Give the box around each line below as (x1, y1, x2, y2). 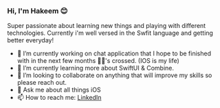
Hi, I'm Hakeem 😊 (7, 6, 68, 16)
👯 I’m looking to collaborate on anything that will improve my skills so (16, 71, 212, 79)
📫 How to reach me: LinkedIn (16, 94, 102, 102)
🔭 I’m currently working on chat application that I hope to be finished (16, 49, 212, 57)
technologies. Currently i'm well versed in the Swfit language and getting (7, 29, 213, 37)
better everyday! (7, 36, 54, 44)
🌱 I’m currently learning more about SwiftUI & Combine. (16, 64, 174, 72)
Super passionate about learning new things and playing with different (7, 22, 206, 30)
